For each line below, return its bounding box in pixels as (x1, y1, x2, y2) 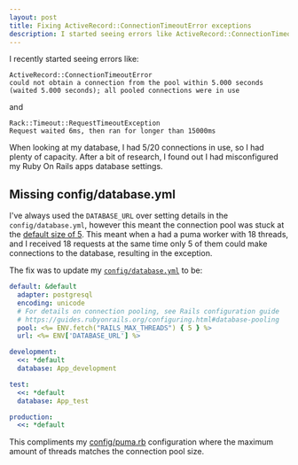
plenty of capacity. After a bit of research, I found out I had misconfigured (9, 151, 278, 162)
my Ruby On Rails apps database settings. (9, 161, 163, 172)
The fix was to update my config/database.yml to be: (9, 265, 203, 275)
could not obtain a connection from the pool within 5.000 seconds (9, 79, 264, 88)
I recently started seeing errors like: (9, 54, 139, 65)
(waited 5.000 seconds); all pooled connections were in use (9, 86, 240, 96)
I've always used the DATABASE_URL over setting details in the (9, 210, 229, 221)
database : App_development (17, 364, 117, 373)
